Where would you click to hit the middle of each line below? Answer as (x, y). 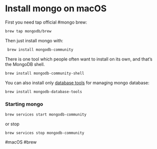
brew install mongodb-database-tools (44, 91)
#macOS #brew (21, 142)
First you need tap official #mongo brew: (46, 22)
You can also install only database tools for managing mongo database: (77, 83)
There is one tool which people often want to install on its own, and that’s (79, 59)
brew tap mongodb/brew (28, 31)
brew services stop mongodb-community (45, 133)
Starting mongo (24, 104)
